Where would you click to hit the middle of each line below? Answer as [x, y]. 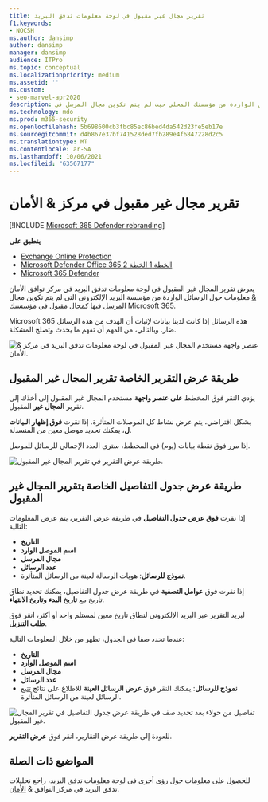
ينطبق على [25, 241]
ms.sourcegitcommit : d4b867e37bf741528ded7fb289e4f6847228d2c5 [116, 134]
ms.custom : [27, 90]
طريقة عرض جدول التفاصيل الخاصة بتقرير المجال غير [125, 486]
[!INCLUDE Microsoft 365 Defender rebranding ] [87, 226]
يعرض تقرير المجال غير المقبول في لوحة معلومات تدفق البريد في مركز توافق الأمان [132, 289]
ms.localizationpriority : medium [64, 75]
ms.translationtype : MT [49, 142]
